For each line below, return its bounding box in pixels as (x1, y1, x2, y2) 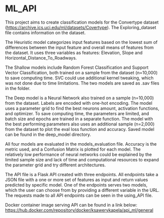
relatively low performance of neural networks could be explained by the (5, 151, 152, 157)
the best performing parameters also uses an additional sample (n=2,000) (5, 121, 155, 127)
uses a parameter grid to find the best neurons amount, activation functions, (5, 105, 160, 111)
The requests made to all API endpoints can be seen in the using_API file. (5, 192, 153, 198)
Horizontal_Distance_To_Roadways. (5, 55, 77, 61)
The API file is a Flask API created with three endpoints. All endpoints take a (5, 171, 159, 177)
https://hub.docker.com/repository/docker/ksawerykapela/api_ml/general (5, 207, 154, 213)
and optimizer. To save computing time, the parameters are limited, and (5, 110, 149, 116)
